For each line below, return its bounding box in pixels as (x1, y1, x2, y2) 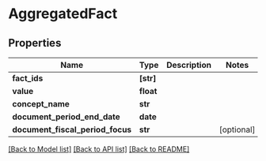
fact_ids (12, 73, 44, 84)
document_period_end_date (12, 111, 120, 122)
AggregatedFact (8, 5, 118, 23)
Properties (8, 36, 62, 50)
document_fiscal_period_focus (12, 124, 132, 135)
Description (165, 60, 212, 70)
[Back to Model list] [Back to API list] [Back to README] (8, 144, 190, 154)
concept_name (12, 99, 70, 109)
